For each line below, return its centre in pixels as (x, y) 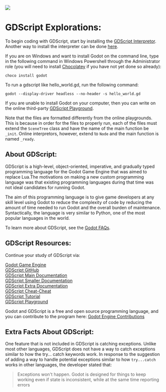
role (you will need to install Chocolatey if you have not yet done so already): (83, 66)
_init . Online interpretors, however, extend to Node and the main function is (82, 134)
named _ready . (20, 139)
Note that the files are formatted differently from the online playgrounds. (79, 118)
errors (24, 385)
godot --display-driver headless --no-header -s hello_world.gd (73, 94)
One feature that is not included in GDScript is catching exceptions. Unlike (81, 344)
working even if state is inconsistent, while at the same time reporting (88, 380)
